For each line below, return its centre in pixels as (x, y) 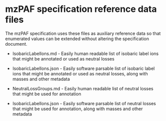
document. (16, 44)
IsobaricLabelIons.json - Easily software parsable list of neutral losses (84, 103)
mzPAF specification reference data (81, 9)
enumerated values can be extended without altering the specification (77, 39)
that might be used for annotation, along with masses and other (78, 109)
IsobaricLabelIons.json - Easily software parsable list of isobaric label (83, 68)
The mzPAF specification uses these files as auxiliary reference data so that (83, 33)
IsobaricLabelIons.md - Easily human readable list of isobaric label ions (85, 54)
